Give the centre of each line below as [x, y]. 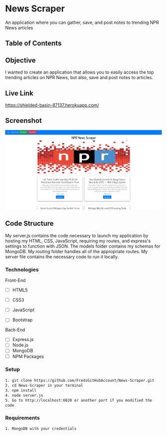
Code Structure [29, 223]
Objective [21, 60]
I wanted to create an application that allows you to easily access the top [80, 72]
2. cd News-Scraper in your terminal [44, 385]
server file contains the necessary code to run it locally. [62, 257]
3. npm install [21, 390]
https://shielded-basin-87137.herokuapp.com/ [52, 105]
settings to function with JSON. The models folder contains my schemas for [83, 246]
